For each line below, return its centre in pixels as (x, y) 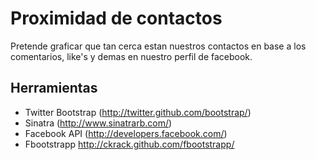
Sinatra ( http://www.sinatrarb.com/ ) (98, 123)
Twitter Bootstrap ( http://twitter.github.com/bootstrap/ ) (138, 112)
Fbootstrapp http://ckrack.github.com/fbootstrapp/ (129, 144)
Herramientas (54, 88)
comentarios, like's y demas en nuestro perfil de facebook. (131, 56)
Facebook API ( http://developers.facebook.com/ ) (126, 133)
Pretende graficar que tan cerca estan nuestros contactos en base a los (158, 46)
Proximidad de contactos (116, 18)
